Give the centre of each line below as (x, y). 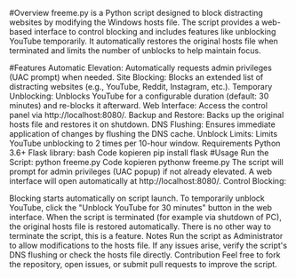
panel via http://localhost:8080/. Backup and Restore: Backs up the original (147, 115)
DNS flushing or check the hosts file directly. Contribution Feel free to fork (145, 255)
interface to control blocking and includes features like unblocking (155, 32)
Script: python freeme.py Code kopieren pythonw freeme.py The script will (147, 162)
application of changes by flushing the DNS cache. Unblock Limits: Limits (144, 134)
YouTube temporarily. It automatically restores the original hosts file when (144, 41)
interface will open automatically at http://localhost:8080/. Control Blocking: (148, 181)
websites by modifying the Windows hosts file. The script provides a (135, 22)
